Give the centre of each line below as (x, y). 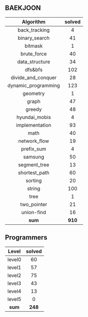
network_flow (34, 141)
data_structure (34, 61)
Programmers (26, 238)
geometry (34, 93)
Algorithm (34, 21)
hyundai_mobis (34, 117)
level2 (15, 275)
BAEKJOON (23, 8)
